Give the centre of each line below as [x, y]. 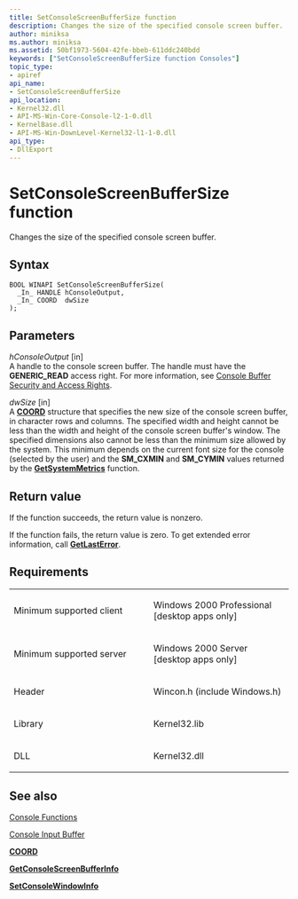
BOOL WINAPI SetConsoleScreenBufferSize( [87, 285]
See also [33, 796]
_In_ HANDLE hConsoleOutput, [71, 293]
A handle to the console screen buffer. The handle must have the [128, 367]
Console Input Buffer [47, 834]
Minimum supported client [68, 611]
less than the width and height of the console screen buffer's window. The [145, 430]
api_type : [27, 141]
